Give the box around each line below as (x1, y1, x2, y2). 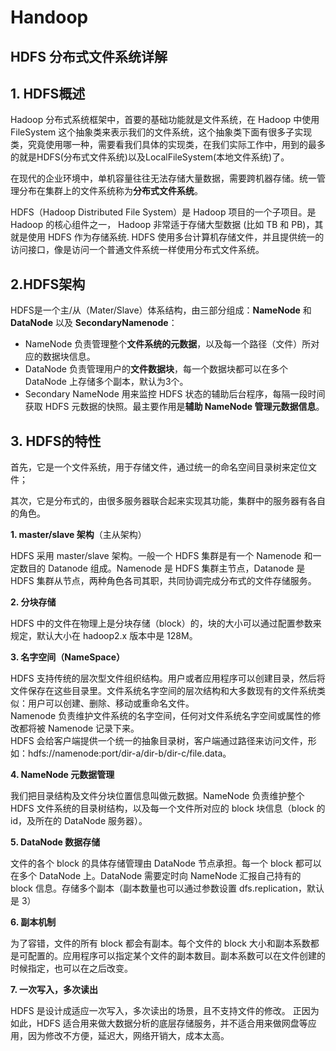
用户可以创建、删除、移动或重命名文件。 (27, 697, 195, 710)
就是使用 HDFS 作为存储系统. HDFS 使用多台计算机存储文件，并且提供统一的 (10, 231, 325, 243)
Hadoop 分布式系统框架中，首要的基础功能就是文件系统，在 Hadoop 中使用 (10, 114, 320, 126)
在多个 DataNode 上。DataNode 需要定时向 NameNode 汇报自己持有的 (10, 870, 302, 882)
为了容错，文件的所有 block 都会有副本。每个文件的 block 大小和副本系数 (10, 937, 311, 950)
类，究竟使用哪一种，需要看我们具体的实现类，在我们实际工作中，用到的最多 (10, 139, 326, 151)
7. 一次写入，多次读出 (10, 984, 98, 996)
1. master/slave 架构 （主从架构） (10, 529, 147, 541)
